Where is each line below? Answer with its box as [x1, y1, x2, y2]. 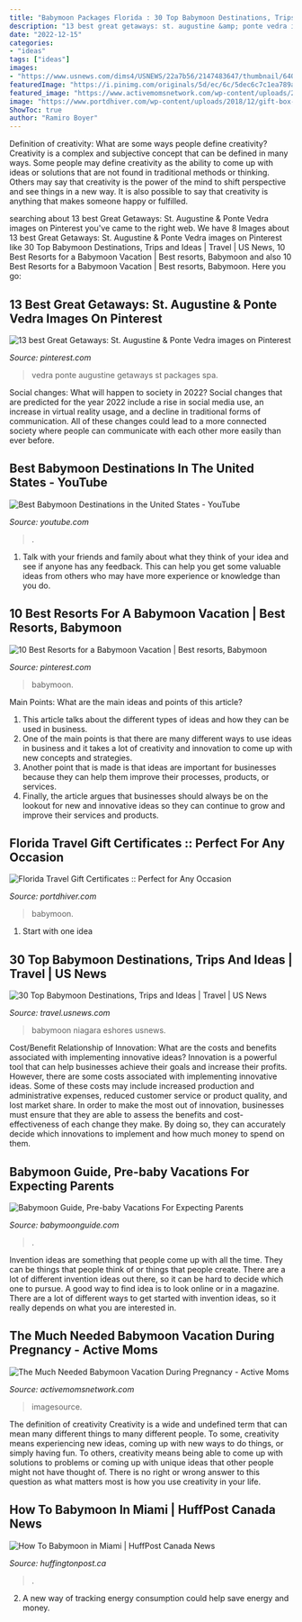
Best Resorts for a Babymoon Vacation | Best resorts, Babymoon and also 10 [9, 251, 292, 262]
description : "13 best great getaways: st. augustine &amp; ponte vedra [9, 22, 288, 31]
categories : [9, 38, 54, 48]
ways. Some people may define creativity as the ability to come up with [9, 158, 274, 168]
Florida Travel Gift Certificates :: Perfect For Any [9, 835, 286, 851]
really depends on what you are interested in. [9, 1302, 177, 1313]
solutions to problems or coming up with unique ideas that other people [9, 1456, 274, 1468]
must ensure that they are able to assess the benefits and [9, 1110, 222, 1120]
